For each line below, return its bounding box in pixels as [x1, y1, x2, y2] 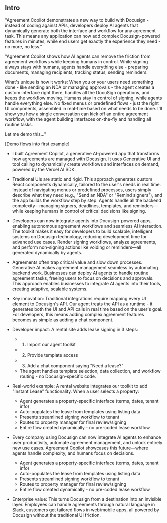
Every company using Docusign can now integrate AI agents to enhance [12, 434, 161, 440]
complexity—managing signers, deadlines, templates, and [12, 202, 132, 209]
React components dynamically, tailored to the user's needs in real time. [12, 181, 161, 187]
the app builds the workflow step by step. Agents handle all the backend [12, 197, 161, 203]
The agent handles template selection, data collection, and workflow [19, 368, 161, 374]
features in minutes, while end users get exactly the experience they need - [5, 38, 161, 44]
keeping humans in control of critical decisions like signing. [24, 208, 146, 214]
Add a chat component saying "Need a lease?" [27, 362, 124, 369]
